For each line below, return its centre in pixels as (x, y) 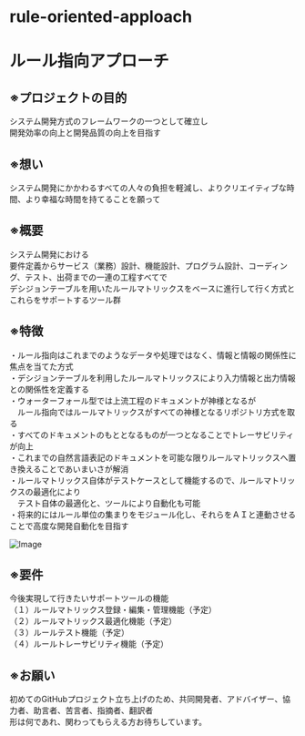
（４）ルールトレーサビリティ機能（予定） (89, 644)
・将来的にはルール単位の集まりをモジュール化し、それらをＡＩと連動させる (153, 514)
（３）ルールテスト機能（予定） (69, 633)
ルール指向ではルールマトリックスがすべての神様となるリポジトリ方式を (152, 412)
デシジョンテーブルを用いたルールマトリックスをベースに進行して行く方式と (152, 288)
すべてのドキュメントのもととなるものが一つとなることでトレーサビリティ (155, 434)
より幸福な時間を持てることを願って (93, 199)
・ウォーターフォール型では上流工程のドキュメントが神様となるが (133, 400)
